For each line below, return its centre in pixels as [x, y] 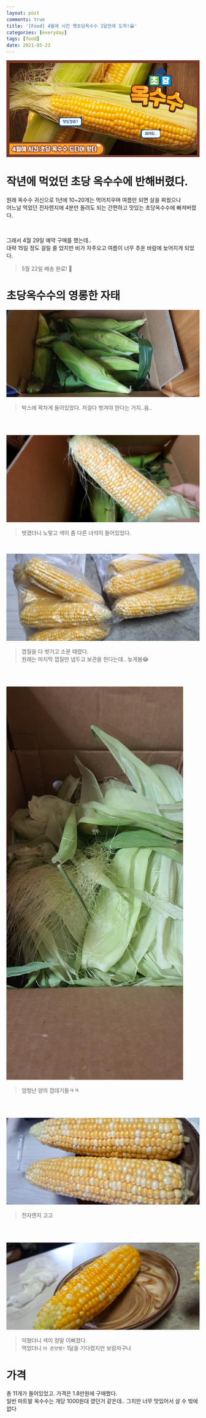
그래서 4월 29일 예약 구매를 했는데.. [49, 240]
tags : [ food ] [23, 39]
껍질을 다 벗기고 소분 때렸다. [55, 651]
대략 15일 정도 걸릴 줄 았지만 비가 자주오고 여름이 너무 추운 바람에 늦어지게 [95, 248]
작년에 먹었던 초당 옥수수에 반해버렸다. [97, 182]
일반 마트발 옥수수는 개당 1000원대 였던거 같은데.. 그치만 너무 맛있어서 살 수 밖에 [102, 1401]
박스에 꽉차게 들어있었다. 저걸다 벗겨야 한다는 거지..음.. [86, 407]
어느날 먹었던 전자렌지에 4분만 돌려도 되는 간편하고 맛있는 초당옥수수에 [91, 207]
